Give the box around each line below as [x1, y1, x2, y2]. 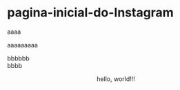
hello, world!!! [96, 74, 136, 83]
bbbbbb [7, 54, 30, 63]
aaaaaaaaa [7, 41, 38, 49]
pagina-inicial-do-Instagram [7, 5, 174, 21]
